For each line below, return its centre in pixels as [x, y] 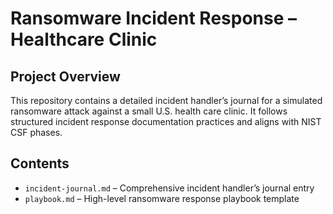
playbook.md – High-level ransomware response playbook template [162, 198]
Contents [40, 163]
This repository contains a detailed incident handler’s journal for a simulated [166, 100]
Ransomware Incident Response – [154, 18]
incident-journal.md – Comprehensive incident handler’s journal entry [169, 188]
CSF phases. [36, 132]
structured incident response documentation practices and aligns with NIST [166, 121]
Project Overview [65, 76]
